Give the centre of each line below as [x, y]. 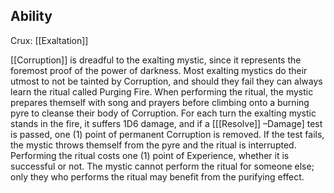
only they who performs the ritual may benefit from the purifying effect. [157, 176]
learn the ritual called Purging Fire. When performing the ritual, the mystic [162, 91]
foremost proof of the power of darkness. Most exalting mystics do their [159, 70]
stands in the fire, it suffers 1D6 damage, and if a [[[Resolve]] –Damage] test [166, 123]
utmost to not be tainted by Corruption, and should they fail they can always [166, 81]
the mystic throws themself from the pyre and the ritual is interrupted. [153, 145]
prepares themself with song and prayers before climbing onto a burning [160, 102]
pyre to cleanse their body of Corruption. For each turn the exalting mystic [163, 113]
